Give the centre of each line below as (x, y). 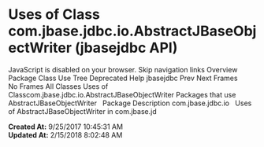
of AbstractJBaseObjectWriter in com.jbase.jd (82, 111)
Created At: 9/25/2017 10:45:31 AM (66, 127)
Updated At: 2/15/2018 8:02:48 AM (65, 134)
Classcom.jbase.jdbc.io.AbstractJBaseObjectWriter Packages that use (122, 94)
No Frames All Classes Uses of (58, 86)
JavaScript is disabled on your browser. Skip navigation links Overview (123, 69)
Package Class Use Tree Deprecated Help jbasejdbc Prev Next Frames (123, 78)
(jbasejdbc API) (126, 48)
